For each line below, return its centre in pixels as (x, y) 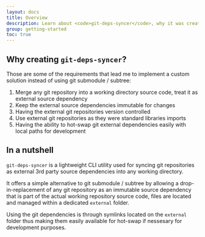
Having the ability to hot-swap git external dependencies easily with (100, 124)
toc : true (19, 35)
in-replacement (26, 189)
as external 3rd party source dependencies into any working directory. (95, 171)
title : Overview (27, 18)
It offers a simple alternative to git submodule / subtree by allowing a (92, 183)
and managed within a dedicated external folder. (68, 202)
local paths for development (50, 131)
